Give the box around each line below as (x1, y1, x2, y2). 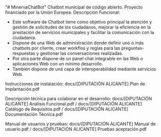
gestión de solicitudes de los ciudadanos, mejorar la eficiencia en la (12, 24, 151, 30)
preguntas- (121, 45, 145, 51)
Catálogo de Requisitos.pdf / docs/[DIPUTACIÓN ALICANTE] (5, 106, 129, 112)
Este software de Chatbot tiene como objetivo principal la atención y (12, 19, 152, 25)
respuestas (12, 50, 36, 56)
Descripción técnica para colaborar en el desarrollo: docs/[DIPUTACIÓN (5, 96, 152, 102)
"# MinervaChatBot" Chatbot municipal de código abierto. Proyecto (5, 4, 143, 10)
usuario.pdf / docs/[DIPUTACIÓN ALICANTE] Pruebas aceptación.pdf (5, 126, 147, 132)
